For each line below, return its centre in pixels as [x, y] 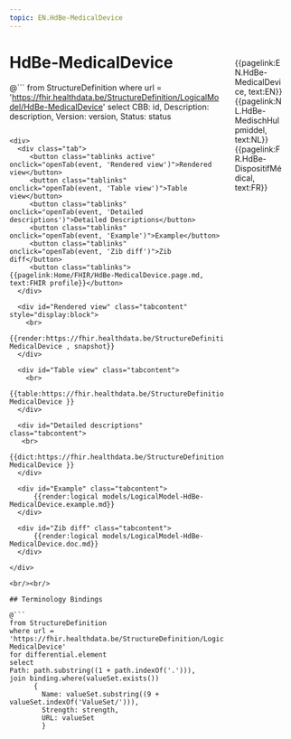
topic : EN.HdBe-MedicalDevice [66, 18]
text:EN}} [265, 91]
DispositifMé [258, 168]
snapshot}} [94, 346]
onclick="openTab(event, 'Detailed [76, 212]
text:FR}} [251, 187]
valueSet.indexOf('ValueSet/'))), [75, 702]
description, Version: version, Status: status [90, 116]
